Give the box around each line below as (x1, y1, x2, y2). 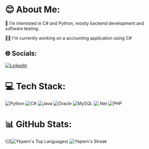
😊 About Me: (5, 4, 60, 15)
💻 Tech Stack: (5, 80, 66, 92)
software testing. (5, 25, 39, 31)
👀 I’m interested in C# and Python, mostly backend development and (5, 20, 144, 26)
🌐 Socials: (5, 49, 37, 58)
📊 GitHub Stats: (5, 118, 72, 130)
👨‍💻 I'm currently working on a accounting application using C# (5, 35, 132, 41)
